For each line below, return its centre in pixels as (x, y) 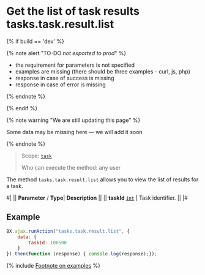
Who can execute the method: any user (71, 167)
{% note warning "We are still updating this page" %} (73, 120)
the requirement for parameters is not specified (75, 65)
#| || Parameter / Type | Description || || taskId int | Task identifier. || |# (97, 198)
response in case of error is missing (60, 85)
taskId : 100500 (48, 243)
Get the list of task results (73, 11)
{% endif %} (22, 108)
